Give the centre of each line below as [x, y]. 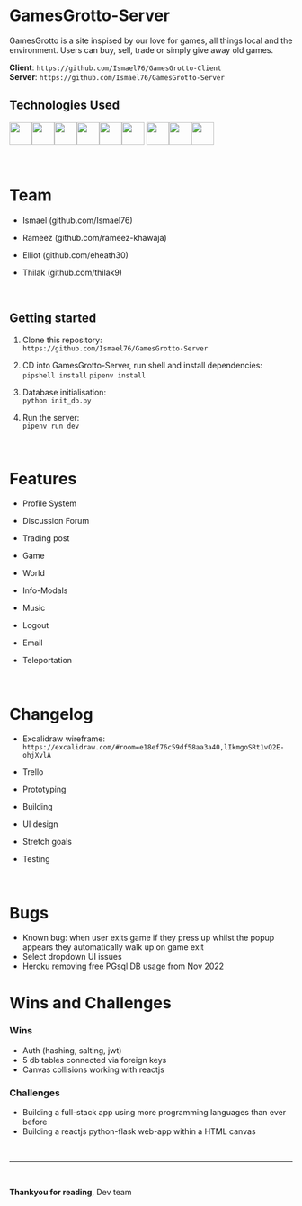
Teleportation [47, 661]
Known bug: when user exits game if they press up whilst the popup [148, 938]
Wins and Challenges [91, 1002]
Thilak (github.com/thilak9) [72, 272]
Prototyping [44, 789]
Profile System [49, 503]
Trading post [46, 538]
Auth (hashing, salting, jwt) [72, 1050]
